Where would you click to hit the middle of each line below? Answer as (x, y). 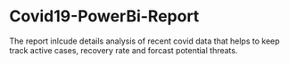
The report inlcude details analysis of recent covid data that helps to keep (144, 41)
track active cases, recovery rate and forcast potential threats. (124, 50)
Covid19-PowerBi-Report (104, 16)
